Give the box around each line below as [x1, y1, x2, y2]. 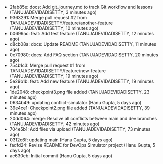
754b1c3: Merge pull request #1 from [9, 62, 86, 68]
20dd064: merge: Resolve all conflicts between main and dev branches [9, 116, 157, 121]
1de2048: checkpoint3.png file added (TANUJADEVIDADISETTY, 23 [9, 89, 150, 95]
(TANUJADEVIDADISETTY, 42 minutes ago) [9, 121, 100, 127]
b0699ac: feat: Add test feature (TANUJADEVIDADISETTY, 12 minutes [9, 31, 154, 36]
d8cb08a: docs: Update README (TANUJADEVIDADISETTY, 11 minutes [9, 41, 156, 47]
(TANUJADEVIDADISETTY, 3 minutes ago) [9, 9, 97, 15]
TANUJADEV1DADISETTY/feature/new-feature [9, 68, 106, 74]
